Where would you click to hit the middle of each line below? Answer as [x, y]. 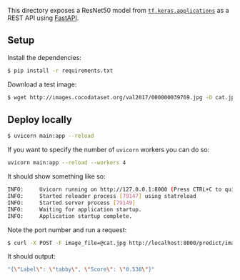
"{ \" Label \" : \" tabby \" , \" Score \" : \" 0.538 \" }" [81, 270]
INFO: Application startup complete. [70, 216]
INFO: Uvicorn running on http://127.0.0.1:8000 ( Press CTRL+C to [115, 190]
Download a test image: [42, 84]
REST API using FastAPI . [43, 18]
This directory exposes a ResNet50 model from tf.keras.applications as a [119, 10]
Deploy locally [40, 120]
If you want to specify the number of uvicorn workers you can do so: [109, 150]
